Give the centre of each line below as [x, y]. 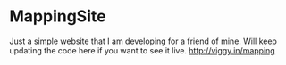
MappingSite [58, 16]
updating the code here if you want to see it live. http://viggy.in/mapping [142, 50]
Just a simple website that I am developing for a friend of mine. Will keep [143, 41]
